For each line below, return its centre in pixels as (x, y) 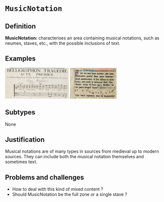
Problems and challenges (45, 177)
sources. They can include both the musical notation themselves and (75, 157)
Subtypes (20, 112)
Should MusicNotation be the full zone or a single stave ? (70, 195)
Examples (20, 59)
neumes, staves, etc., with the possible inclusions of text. (63, 43)
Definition (20, 26)
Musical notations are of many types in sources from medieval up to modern (82, 151)
